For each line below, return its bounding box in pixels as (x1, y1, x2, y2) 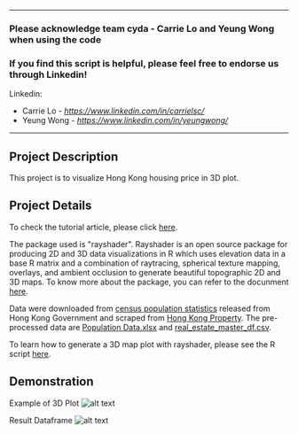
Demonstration (9, 374, 95, 390)
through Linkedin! (9, 68, 88, 81)
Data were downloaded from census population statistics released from (9, 303, 271, 314)
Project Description (9, 149, 119, 164)
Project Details (9, 198, 92, 213)
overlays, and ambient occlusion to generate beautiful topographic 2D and (9, 267, 281, 277)
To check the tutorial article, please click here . (9, 221, 178, 232)
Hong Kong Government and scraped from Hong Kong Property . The (9, 312, 260, 323)
